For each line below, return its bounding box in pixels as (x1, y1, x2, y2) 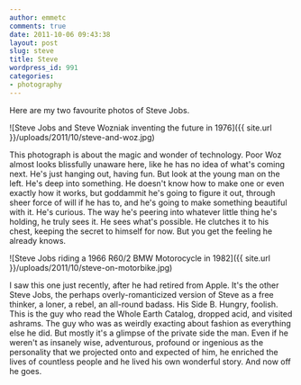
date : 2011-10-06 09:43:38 (9, 30, 111, 39)
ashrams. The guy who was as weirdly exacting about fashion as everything (9, 318, 291, 328)
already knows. (9, 235, 66, 246)
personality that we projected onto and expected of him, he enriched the (9, 346, 278, 357)
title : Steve (9, 55, 59, 64)
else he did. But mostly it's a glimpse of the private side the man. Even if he (9, 327, 288, 338)
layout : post (9, 38, 59, 48)
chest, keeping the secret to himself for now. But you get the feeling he (9, 226, 273, 237)
